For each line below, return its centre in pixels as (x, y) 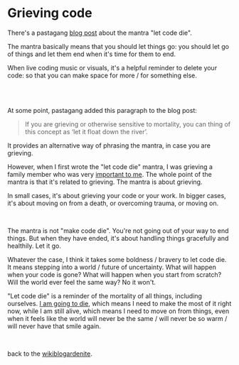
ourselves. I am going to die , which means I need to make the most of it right (119, 303)
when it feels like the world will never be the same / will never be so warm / (117, 318)
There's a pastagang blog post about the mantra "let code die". (100, 33)
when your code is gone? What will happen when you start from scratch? (115, 274)
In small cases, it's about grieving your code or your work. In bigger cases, (117, 195)
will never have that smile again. (54, 326)
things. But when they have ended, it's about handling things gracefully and (118, 238)
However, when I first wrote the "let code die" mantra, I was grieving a (110, 167)
